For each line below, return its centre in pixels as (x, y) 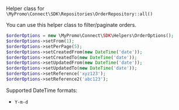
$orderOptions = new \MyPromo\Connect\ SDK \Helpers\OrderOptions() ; (90, 36)
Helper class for (25, 8)
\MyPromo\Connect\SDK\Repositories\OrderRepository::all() (80, 14)
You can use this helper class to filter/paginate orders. (71, 25)
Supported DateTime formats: (42, 90)
